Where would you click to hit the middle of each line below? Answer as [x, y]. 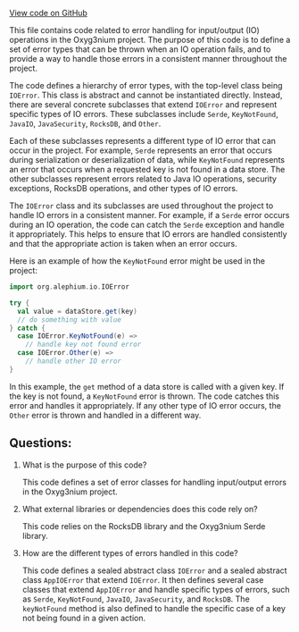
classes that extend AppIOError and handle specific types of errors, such [156, 589]
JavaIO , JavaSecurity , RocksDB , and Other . [85, 123]
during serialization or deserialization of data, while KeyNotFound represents [147, 160]
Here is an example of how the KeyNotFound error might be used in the [137, 261]
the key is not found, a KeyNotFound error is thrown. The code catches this [144, 396]
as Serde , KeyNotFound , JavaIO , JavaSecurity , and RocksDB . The [136, 599]
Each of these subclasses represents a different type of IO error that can [143, 141]
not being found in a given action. [83, 618]
